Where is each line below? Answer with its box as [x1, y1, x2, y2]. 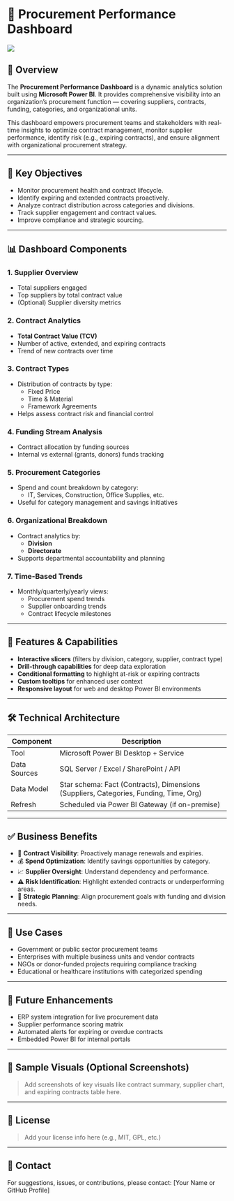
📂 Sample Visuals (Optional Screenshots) [7, 1061, 189, 1074]
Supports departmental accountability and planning [17, 554, 165, 562]
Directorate [27, 546, 61, 554]
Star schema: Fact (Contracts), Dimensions [59, 779, 201, 789]
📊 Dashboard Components [7, 243, 127, 255]
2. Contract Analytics [7, 316, 81, 325]
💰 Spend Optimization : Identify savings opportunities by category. [17, 857, 210, 865]
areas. [17, 885, 36, 893]
